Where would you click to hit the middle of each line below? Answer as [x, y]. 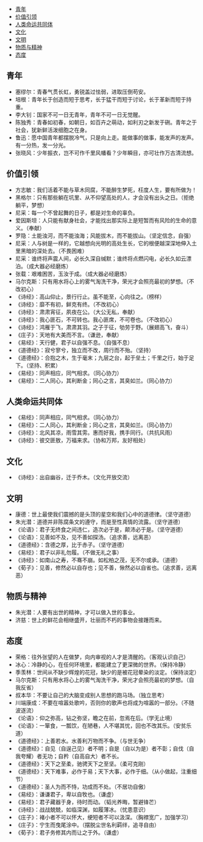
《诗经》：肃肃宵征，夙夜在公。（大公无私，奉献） [77, 312]
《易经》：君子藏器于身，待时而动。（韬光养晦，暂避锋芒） [87, 802]
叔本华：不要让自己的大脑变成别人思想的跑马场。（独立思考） [91, 695]
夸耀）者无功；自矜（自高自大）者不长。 [71, 756]
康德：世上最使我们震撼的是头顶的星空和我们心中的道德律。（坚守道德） [105, 514]
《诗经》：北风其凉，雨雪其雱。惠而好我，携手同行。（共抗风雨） [95, 433]
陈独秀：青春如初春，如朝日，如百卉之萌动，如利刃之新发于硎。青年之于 [106, 122]
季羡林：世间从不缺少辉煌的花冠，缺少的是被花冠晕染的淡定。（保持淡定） [107, 672]
